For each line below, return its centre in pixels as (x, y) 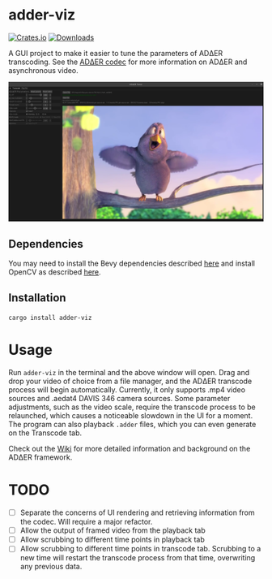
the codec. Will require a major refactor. (86, 522)
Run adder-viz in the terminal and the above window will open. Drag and (129, 373)
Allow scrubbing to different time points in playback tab (112, 540)
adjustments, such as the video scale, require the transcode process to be (132, 407)
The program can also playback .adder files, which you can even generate (132, 425)
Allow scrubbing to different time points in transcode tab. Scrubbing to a (140, 549)
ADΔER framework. (40, 457)
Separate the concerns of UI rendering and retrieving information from (137, 512)
